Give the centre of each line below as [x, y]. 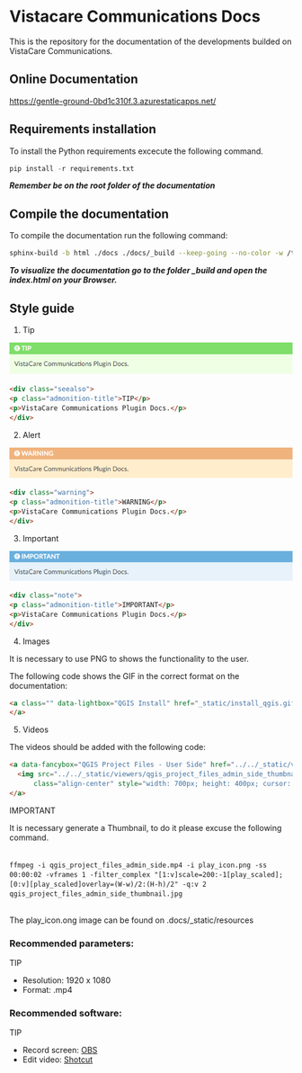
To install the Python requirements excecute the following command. [136, 151]
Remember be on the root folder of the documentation [112, 185]
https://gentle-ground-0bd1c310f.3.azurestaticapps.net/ [113, 101]
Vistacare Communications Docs [135, 17]
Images [36, 641]
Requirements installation [83, 129]
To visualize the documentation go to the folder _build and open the [138, 271]
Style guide [42, 308]
